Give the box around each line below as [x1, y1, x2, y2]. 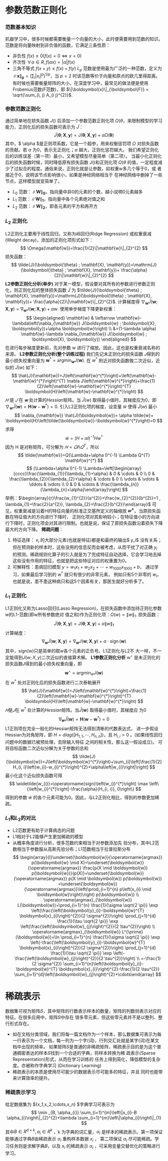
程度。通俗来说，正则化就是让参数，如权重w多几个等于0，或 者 [31, 166, 162, 172]
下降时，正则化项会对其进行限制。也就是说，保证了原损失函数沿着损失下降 [9, 520, 163, 526]
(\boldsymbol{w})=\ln [15, 934, 60, 940]
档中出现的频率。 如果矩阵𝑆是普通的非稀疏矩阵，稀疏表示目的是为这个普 [12, 1044, 161, 1050]
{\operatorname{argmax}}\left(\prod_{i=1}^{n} [24, 886, 118, 892]
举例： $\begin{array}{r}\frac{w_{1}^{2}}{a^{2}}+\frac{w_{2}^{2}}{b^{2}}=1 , [5, 495, 161, 501]
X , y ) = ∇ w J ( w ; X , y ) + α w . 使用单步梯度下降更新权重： [5, 306, 117, 313]
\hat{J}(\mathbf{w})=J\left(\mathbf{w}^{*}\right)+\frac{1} [28, 687, 146, 694]
